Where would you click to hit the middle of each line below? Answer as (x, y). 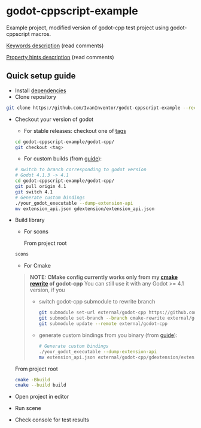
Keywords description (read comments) (55, 45)
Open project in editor (42, 397)
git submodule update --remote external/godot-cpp (103, 324)
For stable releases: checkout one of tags (75, 130)
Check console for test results (52, 420)
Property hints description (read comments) (60, 57)
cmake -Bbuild (32, 380)
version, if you (47, 290)
